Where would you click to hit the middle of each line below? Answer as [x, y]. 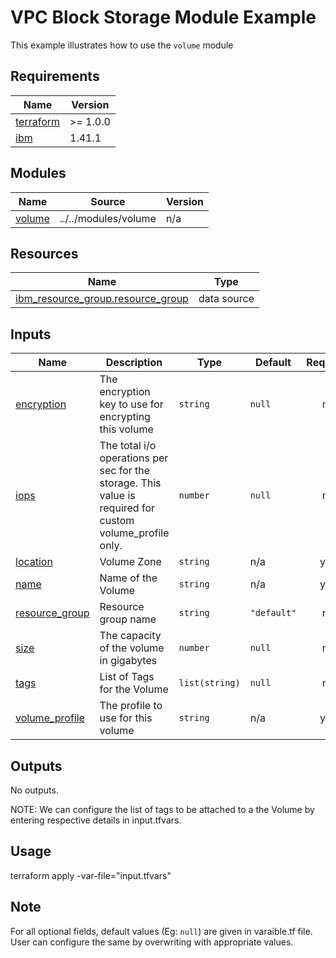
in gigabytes [128, 661]
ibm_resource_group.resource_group [102, 299]
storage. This [130, 483]
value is [117, 496]
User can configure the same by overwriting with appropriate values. [152, 942]
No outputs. [34, 790]
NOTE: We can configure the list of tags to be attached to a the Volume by [162, 809]
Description [134, 363]
